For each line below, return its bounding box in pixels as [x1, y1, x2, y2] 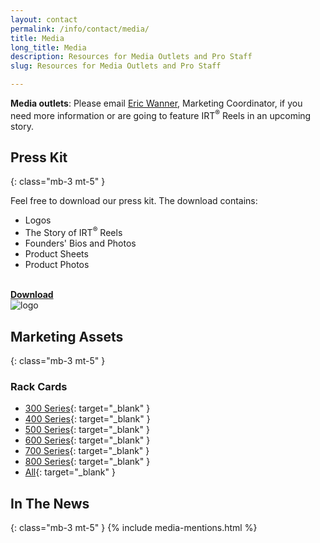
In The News [10, 495, 90, 512]
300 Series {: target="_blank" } [24, 402, 151, 415]
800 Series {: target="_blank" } [24, 456, 151, 468]
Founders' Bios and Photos [24, 237, 137, 250]
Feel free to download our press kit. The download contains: [10, 195, 258, 207]
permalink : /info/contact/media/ [10, 24, 150, 34]
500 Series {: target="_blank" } [24, 424, 150, 436]
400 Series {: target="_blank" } [24, 413, 151, 425]
